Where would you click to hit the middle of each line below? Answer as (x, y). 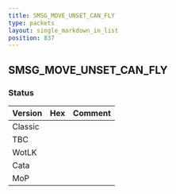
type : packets (32, 23)
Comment (92, 113)
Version (27, 113)
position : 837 (32, 38)
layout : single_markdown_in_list (63, 30)
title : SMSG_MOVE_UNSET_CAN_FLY (61, 16)
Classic (26, 126)
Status (21, 92)
